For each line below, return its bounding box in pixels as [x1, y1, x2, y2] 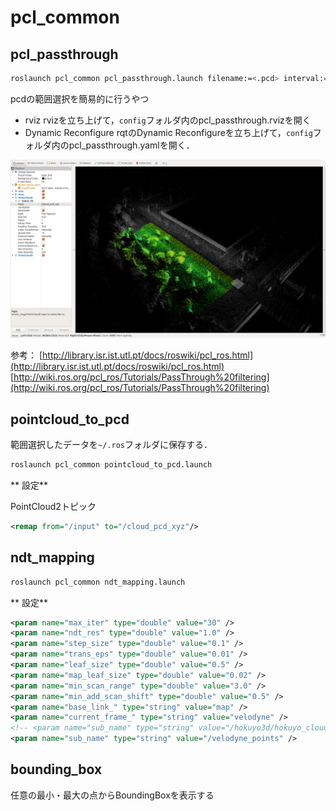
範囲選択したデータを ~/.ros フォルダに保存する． [10, 439, 213, 451]
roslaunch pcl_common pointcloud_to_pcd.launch [10, 460, 213, 470]
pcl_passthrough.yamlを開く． [68, 139, 195, 151]
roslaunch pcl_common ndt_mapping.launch [10, 577, 186, 587]
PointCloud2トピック [10, 501, 97, 513]
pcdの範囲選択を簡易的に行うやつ [10, 92, 150, 105]
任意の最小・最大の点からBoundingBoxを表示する [10, 789, 215, 801]
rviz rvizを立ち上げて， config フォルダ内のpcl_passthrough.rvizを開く [24, 114, 312, 126]
